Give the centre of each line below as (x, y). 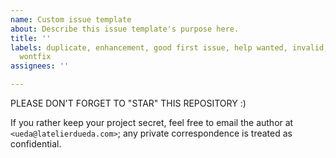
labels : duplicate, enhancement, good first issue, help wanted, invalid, (169, 47)
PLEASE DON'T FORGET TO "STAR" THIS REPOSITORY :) (128, 103)
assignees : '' (40, 66)
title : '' (31, 38)
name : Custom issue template (71, 19)
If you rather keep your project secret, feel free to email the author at (152, 122)
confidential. (36, 144)
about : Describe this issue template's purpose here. (125, 29)
